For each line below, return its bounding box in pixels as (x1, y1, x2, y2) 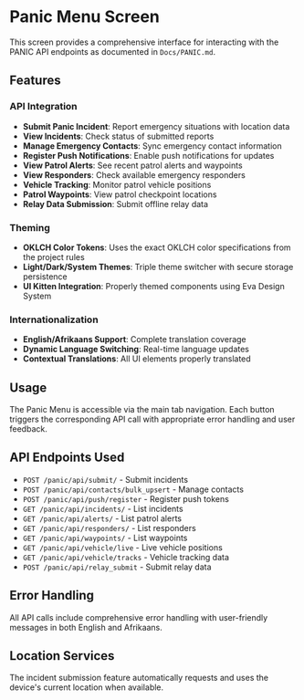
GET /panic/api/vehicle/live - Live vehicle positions (22, 541, 224, 553)
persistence (22, 271, 68, 282)
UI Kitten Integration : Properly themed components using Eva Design (22, 280, 285, 291)
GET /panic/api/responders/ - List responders (22, 522, 196, 533)
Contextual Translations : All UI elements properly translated (22, 353, 251, 364)
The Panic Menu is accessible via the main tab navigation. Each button (9, 404, 276, 415)
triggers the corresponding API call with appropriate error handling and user (9, 413, 296, 425)
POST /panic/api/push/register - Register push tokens (22, 493, 230, 504)
